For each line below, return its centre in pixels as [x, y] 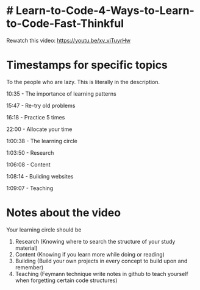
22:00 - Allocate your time [39, 129]
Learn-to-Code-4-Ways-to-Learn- [105, 11]
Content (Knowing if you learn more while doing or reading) [90, 254]
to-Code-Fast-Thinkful [65, 23]
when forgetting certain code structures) [66, 280]
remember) [29, 267]
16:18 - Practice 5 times [36, 117]
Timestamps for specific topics [87, 65]
